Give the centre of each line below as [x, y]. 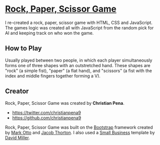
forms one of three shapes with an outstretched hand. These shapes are [78, 65]
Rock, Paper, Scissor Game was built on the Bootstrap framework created [79, 127]
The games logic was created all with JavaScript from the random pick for [80, 27]
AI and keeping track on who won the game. [50, 33]
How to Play [24, 48]
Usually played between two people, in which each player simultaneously [79, 60]
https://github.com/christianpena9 [47, 118]
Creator [17, 91]
